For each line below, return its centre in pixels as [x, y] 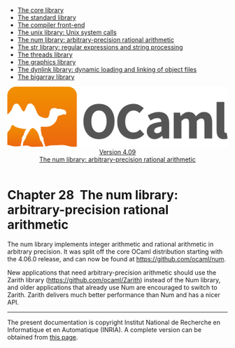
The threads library [45, 55]
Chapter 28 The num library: [93, 195]
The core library [41, 10]
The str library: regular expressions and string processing [100, 47]
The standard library [47, 17]
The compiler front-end [51, 25]
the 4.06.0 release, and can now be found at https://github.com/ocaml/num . [116, 259]
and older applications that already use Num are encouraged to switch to [113, 288]
